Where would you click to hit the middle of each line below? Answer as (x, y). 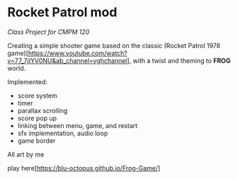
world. (17, 68)
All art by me (26, 154)
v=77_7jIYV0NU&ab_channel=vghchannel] (68, 60)
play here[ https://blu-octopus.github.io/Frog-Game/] (84, 168)
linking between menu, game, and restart (78, 125)
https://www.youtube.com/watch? (78, 53)
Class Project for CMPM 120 (49, 32)
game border (36, 140)
